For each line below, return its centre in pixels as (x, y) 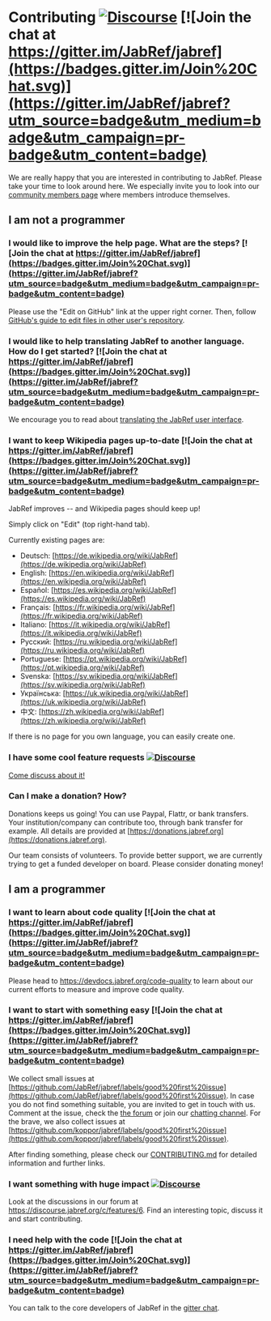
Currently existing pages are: (57, 540)
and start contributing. (46, 1219)
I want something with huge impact (79, 1184)
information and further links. (57, 1163)
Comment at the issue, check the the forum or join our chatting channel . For (135, 1113)
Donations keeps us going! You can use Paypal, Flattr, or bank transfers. (129, 813)
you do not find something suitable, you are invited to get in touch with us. (132, 1104)
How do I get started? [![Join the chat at (88, 351)
